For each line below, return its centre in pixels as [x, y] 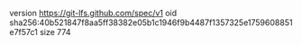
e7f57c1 [24, 32]
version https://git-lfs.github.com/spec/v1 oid [93, 13]
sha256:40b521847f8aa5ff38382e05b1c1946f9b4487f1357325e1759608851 [151, 22]
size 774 [55, 32]
